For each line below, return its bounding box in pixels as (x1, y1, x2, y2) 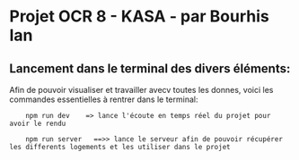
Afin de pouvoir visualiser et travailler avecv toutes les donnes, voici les (9, 85, 274, 95)
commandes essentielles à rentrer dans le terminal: (9, 94, 198, 105)
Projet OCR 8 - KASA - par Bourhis (9, 6, 269, 27)
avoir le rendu (9, 119, 66, 128)
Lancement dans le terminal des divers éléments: (9, 61, 291, 76)
